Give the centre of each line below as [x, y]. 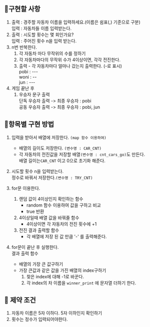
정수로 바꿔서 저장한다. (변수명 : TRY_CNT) [52, 178]
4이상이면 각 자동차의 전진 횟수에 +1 [61, 224]
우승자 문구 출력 [34, 94]
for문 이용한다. [26, 188]
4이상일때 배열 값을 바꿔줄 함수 [49, 218]
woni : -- [28, 77]
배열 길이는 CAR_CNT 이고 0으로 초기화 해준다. [62, 160]
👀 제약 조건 [20, 300]
